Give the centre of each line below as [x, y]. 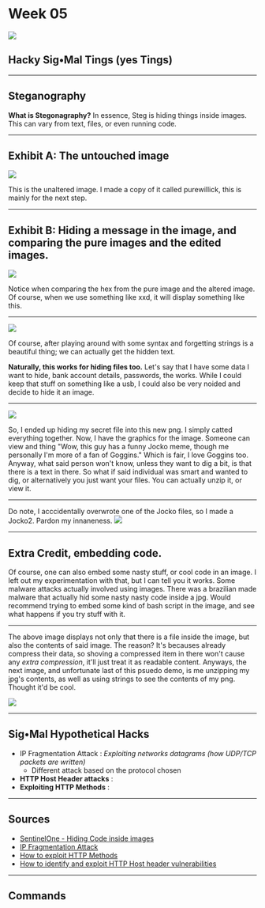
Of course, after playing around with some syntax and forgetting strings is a [131, 343]
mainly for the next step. [48, 198]
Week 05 [38, 14]
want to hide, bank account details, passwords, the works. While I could [125, 376]
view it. [20, 489]
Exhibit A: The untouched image [89, 155]
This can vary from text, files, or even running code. [93, 123]
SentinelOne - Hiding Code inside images [87, 838]
